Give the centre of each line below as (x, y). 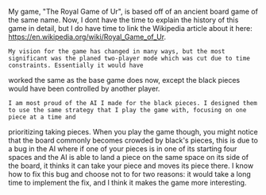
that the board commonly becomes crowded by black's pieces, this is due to (133, 140)
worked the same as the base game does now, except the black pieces (124, 80)
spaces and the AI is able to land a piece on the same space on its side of (128, 157)
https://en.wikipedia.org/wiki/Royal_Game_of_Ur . (87, 37)
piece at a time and (42, 117)
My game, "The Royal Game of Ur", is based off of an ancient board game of (133, 12)
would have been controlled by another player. (84, 88)
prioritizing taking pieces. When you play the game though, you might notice (133, 132)
